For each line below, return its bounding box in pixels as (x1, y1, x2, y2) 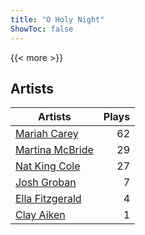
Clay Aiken (15, 208, 66, 222)
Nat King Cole (15, 159, 81, 173)
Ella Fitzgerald (15, 192, 82, 206)
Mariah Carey (15, 127, 79, 141)
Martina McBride (15, 143, 94, 157)
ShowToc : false (10, 24, 74, 34)
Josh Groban (15, 176, 77, 190)
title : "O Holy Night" (10, 14, 105, 25)
